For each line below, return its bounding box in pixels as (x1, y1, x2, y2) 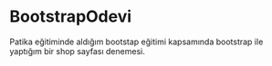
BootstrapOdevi (9, 6, 132, 27)
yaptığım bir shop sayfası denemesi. (9, 45, 146, 56)
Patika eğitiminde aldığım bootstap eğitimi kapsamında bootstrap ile (9, 36, 264, 47)
